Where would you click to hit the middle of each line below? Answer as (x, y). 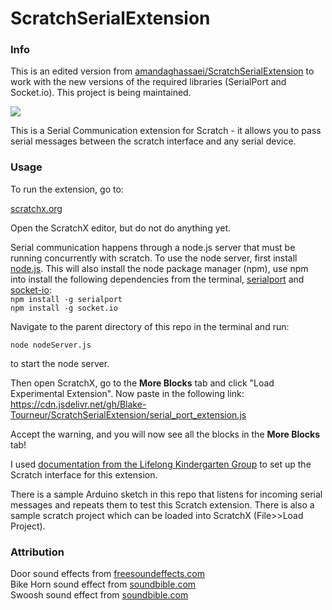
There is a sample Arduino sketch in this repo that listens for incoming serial (166, 494)
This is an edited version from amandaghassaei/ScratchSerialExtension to (162, 71)
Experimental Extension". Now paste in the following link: (127, 393)
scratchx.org (36, 208)
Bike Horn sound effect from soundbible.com (103, 584)
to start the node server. (60, 363)
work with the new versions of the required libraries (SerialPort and (148, 82)
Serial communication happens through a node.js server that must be (153, 247)
